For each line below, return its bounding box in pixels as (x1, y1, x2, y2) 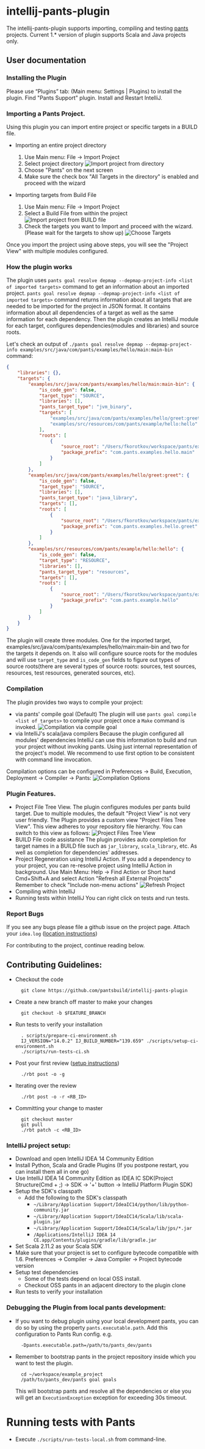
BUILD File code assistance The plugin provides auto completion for (15, 836, 187, 843)
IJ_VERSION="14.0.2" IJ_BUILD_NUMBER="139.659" (21, 1038, 145, 1044)
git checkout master (21, 1116, 73, 1123)
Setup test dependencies (15, 1269, 79, 1276)
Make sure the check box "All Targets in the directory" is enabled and (24, 172, 199, 180)
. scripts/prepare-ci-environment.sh (21, 1032, 117, 1039)
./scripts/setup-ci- (146, 1038, 199, 1044)
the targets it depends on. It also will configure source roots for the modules (6, 650, 198, 657)
